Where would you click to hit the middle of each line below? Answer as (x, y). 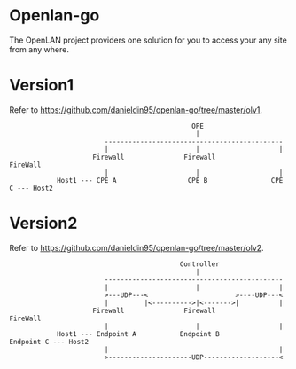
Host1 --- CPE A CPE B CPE (170, 180)
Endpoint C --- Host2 (49, 342)
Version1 (42, 86)
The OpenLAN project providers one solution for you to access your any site (148, 40)
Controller (199, 264)
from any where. (39, 49)
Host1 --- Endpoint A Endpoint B (138, 334)
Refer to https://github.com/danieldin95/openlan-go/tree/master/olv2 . (136, 247)
